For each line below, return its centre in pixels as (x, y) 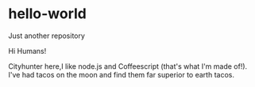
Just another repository (47, 36)
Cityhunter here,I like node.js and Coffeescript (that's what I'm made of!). (128, 66)
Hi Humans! (27, 51)
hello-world (48, 14)
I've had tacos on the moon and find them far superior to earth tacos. (121, 74)
